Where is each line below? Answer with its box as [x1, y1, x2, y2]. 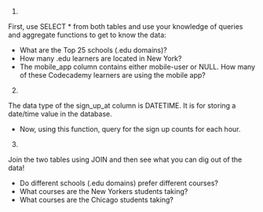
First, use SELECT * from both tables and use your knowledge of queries [8, 22, 243, 31]
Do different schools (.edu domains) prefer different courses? [19, 178, 218, 188]
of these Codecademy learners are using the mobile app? [19, 71, 206, 79]
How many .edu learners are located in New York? [19, 54, 182, 63]
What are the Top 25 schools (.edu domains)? [19, 46, 167, 54]
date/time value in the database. [8, 109, 112, 119]
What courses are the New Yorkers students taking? [19, 187, 188, 196]
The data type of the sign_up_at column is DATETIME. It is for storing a [8, 101, 236, 110]
